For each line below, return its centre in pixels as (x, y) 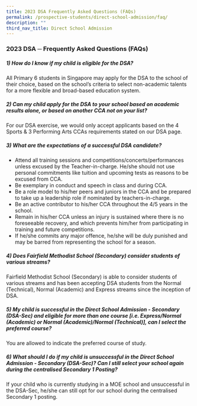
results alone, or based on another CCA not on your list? (77, 110)
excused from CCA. (38, 179)
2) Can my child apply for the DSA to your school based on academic (93, 104)
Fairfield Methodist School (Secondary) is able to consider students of (92, 277)
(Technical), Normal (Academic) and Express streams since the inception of (98, 290)
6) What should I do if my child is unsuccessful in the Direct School (90, 357)
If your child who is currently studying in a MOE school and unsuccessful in (98, 384)
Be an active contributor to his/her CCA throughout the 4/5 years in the (101, 204)
